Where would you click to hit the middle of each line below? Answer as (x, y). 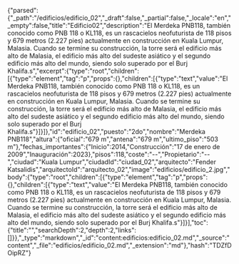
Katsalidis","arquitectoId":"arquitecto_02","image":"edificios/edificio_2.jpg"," (119, 169)
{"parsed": (23, 10)
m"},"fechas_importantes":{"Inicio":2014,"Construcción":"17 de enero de (114, 147)
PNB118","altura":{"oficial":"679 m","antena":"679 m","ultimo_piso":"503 (113, 139)
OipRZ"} (19, 253)
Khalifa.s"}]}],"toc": (180, 223)
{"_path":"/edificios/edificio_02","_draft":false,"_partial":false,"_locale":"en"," (119, 18)
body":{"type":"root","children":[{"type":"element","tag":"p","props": (108, 177)
